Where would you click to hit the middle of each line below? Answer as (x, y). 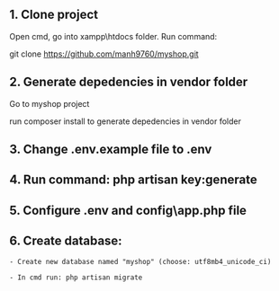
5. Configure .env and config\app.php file (128, 210)
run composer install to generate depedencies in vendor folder (125, 121)
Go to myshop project (49, 103)
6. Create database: (66, 241)
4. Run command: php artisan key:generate (134, 180)
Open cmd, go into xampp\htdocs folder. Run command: (113, 36)
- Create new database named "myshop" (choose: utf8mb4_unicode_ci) (140, 261)
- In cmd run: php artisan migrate (76, 278)
